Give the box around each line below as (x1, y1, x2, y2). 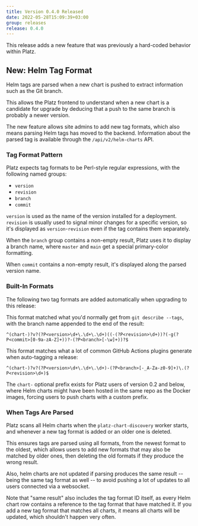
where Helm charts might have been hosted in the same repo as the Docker (6, 387, 191, 394)
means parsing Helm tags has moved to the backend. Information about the (6, 129, 191, 137)
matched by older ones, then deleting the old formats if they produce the (6, 452, 184, 459)
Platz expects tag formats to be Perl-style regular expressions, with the (6, 164, 180, 172)
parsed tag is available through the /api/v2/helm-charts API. (6, 136, 154, 143)
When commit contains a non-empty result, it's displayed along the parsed (6, 261, 187, 268)
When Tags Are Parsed (6, 408, 74, 416)
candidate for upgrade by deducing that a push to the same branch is (6, 105, 176, 113)
